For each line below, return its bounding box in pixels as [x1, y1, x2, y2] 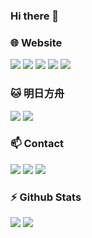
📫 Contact [10, 137, 64, 151]
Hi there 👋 [10, 9, 60, 23]
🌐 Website [10, 35, 63, 49]
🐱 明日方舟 [10, 87, 65, 101]
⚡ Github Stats [10, 190, 82, 204]
